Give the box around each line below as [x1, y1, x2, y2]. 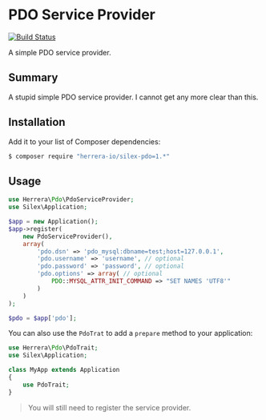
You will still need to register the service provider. [27, 402, 191, 412]
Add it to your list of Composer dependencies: [8, 136, 161, 146]
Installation [8, 115, 66, 129]
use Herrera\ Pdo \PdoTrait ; [8, 344, 99, 352]
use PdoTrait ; [22, 381, 70, 389]
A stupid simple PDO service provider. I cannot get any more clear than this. [8, 92, 259, 102]
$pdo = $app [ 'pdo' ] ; [8, 314, 78, 322]
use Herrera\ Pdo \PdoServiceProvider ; [8, 196, 135, 204]
